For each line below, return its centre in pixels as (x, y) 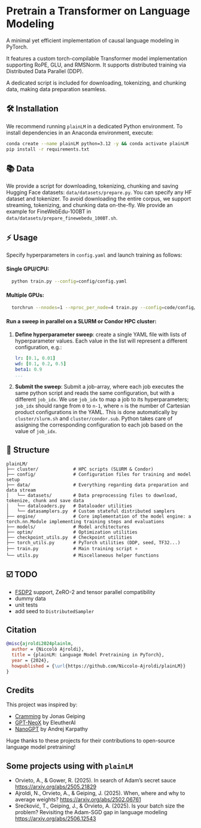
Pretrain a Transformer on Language (98, 11)
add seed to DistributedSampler (54, 611)
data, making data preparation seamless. (57, 89)
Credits (20, 690)
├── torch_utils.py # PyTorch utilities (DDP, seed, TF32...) (93, 542)
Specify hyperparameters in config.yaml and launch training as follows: (94, 255)
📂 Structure (28, 450)
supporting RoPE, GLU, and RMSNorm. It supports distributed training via (96, 65)
